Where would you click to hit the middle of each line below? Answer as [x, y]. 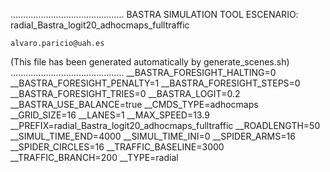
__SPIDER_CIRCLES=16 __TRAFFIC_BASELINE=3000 [117, 147]
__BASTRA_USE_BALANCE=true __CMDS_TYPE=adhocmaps [134, 104]
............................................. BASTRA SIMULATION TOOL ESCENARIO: [154, 14]
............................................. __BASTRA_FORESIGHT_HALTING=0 [143, 72]
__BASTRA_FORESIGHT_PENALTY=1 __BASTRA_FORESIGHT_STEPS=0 [155, 83]
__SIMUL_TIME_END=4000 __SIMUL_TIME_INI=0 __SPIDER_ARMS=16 [153, 136]
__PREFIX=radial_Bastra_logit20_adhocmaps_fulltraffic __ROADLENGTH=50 [165, 125]
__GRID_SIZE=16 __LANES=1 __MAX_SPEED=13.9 [110, 115]
